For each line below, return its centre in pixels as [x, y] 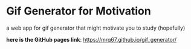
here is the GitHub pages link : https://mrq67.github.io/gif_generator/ [92, 39]
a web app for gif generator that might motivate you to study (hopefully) [96, 28]
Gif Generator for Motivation [79, 11]
